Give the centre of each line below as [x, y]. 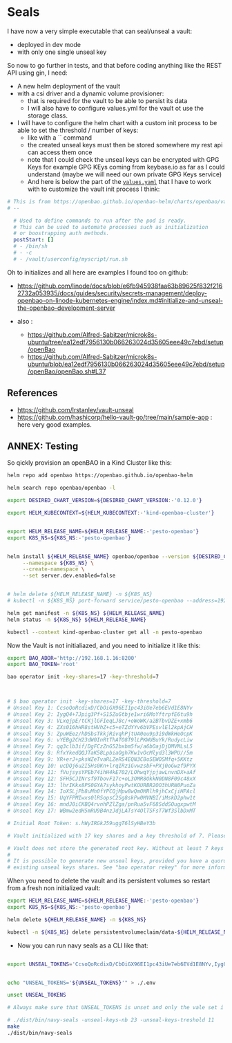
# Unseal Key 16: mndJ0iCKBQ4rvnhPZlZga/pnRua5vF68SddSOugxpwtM [101, 804]
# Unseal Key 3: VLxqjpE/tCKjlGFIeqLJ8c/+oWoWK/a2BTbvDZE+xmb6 [100, 721]
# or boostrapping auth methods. [61, 233]
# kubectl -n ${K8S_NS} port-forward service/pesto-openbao [96, 601]
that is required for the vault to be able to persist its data [107, 100]
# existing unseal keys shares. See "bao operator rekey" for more [106, 868]
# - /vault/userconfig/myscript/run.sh [71, 259]
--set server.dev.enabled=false [69, 576]
